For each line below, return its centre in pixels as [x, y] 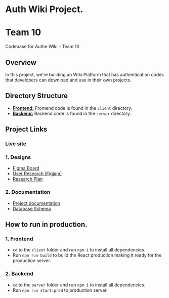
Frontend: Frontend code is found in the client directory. [72, 108]
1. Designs [18, 157]
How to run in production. [46, 224]
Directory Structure [37, 96]
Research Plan [28, 179]
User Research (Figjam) [37, 174]
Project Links [26, 129]
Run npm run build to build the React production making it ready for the [87, 255]
